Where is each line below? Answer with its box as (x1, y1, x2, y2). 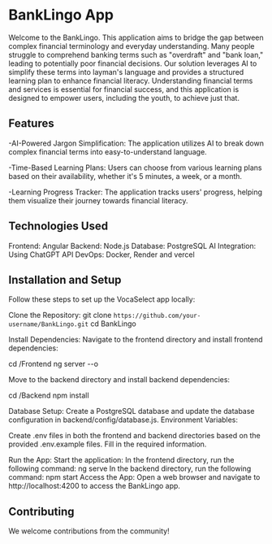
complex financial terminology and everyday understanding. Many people (8, 41, 255, 50)
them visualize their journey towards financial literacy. (8, 195, 188, 205)
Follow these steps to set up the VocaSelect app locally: (8, 294, 196, 304)
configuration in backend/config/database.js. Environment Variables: (8, 415, 238, 424)
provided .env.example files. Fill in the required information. (8, 439, 207, 449)
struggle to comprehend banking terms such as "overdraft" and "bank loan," (8, 50, 264, 59)
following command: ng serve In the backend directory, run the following (8, 463, 252, 473)
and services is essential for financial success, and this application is (8, 84, 240, 94)
